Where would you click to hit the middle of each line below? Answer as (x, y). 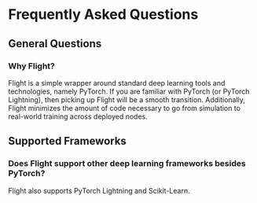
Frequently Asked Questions (103, 15)
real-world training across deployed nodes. (78, 116)
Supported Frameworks (68, 141)
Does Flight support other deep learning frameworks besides (127, 164)
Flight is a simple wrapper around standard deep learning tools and (117, 83)
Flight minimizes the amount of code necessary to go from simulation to (125, 108)
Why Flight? (31, 66)
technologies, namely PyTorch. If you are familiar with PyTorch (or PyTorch (129, 91)
